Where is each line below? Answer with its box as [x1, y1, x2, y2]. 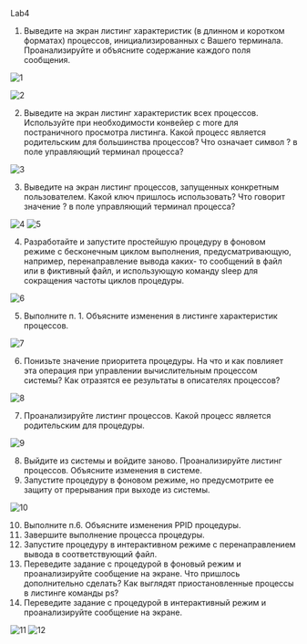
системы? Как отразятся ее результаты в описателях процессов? [23, 375, 281, 386]
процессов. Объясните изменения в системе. [23, 465, 203, 475]
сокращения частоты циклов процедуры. [23, 275, 185, 286]
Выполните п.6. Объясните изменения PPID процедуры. [23, 520, 241, 530]
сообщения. [23, 55, 71, 65]
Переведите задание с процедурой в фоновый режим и [23, 558, 242, 569]
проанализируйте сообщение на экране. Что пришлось [23, 568, 240, 578]
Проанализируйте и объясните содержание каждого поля [23, 45, 251, 56]
